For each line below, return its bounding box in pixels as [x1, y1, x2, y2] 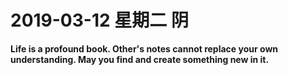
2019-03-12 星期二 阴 [10, 9, 189, 32]
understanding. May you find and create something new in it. [10, 53, 270, 65]
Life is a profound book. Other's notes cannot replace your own [10, 42, 278, 55]
